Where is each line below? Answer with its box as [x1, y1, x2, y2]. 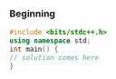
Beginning [9, 7, 56, 20]
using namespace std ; [9, 36, 92, 45]
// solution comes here [9, 53, 100, 62]
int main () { [9, 44, 59, 54]
